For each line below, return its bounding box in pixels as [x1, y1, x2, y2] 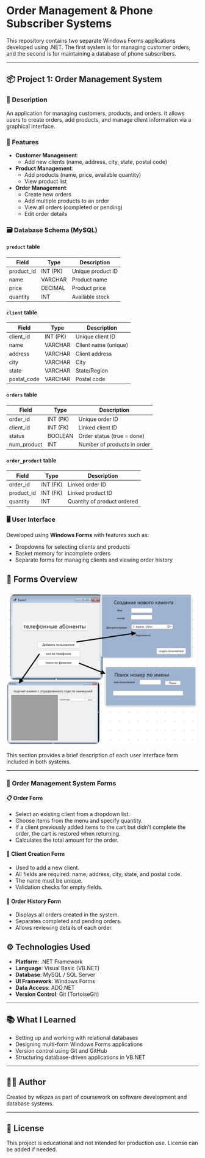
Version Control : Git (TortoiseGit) [15, 990, 99, 998]
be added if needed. [6, 1146, 57, 1153]
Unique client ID [75, 333, 116, 340]
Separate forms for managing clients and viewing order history [15, 556, 173, 563]
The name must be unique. [15, 877, 83, 884]
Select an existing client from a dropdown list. [15, 810, 131, 817]
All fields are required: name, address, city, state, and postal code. [15, 870, 182, 878]
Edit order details [24, 210, 68, 217]
